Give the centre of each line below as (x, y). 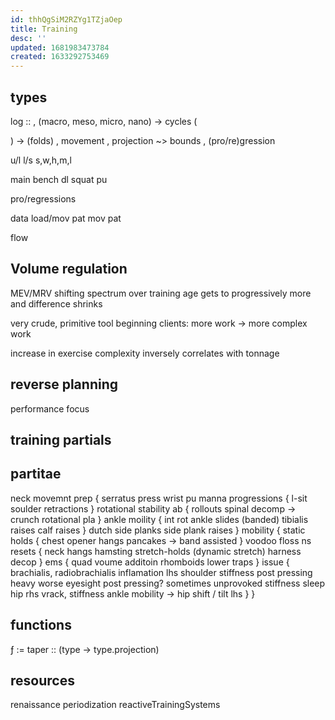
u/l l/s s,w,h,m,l (41, 160)
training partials (61, 439)
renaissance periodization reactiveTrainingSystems (115, 705)
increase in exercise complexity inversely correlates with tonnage (145, 353)
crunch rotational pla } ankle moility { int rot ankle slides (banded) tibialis (159, 519)
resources (42, 680)
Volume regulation (69, 269)
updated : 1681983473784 (60, 47)
